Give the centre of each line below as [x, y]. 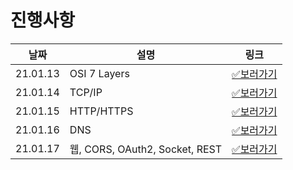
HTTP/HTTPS [101, 111]
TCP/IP [86, 92]
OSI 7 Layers [99, 73]
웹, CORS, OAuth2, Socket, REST [146, 149]
